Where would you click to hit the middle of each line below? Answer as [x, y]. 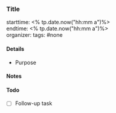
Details [15, 49]
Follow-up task [34, 103]
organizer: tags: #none [34, 35]
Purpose [26, 62]
